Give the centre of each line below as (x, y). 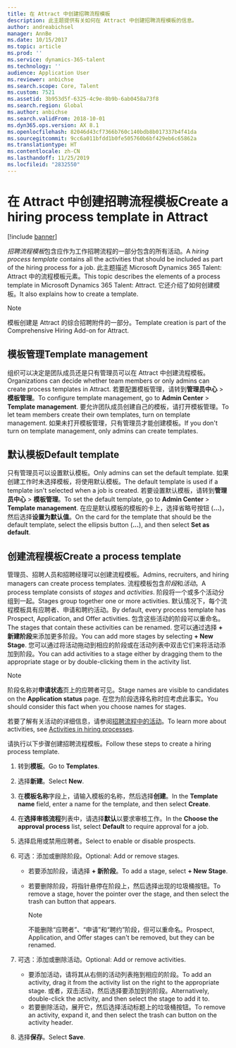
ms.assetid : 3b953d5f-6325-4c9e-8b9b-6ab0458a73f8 (83, 99)
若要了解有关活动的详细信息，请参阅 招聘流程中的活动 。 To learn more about (117, 721)
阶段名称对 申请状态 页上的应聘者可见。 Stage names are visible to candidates (118, 690)
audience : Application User (49, 73)
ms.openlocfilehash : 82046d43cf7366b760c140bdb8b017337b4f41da (102, 132)
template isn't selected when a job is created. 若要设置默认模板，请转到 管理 (117, 491)
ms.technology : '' (34, 66)
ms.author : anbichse (38, 112)
